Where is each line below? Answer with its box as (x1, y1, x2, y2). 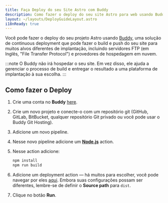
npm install (12, 158, 37, 163)
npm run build (12, 162, 42, 167)
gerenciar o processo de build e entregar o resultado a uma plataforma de (5, 66, 158, 72)
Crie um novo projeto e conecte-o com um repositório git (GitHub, (12, 108, 148, 115)
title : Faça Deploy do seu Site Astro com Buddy (5, 7, 108, 12)
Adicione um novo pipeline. (12, 129, 69, 135)
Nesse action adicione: (12, 148, 60, 154)
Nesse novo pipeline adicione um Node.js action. (12, 138, 114, 145)
